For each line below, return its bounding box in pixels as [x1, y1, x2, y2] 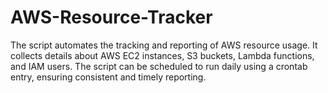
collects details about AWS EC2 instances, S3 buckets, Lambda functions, [10, 49, 315, 61]
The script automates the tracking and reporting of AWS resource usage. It [10, 39, 318, 51]
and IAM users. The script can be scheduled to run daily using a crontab [10, 60, 308, 72]
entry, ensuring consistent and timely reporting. [10, 71, 207, 83]
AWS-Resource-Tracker [10, 6, 213, 29]
